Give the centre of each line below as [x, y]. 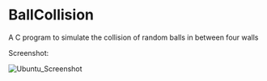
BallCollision [51, 15]
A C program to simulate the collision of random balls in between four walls [133, 37]
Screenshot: [29, 53]
